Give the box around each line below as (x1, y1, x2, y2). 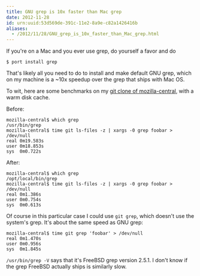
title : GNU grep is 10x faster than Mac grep (6, 8, 122, 15)
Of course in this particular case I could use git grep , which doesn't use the (6, 213, 195, 220)
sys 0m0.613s (6, 202, 42, 208)
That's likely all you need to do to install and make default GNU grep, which (6, 69, 192, 77)
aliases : (6, 25, 28, 32)
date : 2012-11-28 (6, 14, 50, 20)
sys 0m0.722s (6, 148, 42, 154)
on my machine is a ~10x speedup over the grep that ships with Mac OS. (6, 76, 185, 83)
